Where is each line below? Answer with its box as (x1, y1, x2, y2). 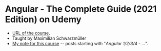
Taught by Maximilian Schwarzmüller (12, 35, 86, 41)
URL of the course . (12, 30, 50, 36)
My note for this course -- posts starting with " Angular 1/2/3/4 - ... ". (12, 40, 149, 46)
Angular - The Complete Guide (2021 (5, 3, 157, 15)
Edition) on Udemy (5, 14, 81, 25)
